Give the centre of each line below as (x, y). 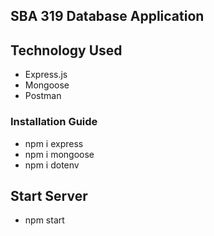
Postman (43, 96)
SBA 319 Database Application (107, 16)
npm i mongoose (59, 154)
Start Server (49, 195)
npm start (44, 220)
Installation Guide (54, 122)
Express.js (46, 75)
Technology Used (66, 50)
